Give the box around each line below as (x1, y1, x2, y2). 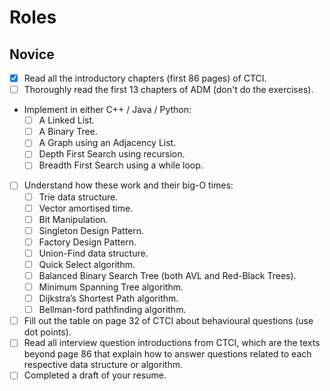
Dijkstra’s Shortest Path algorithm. (38, 292, 179, 305)
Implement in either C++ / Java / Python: (23, 104, 192, 116)
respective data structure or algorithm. (23, 359, 183, 371)
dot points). (23, 326, 72, 338)
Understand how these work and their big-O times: (23, 179, 234, 191)
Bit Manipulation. (38, 213, 109, 225)
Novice (9, 46, 55, 63)
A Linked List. (38, 114, 96, 126)
